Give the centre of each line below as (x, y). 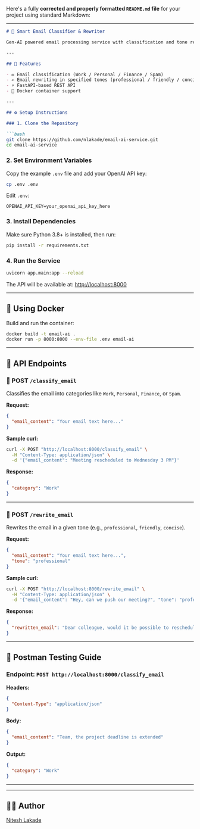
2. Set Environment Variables (49, 160)
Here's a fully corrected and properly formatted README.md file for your (93, 9)
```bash (16, 134)
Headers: (18, 687)
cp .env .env (22, 184)
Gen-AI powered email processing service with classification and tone (97, 42)
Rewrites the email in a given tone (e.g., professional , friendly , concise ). (96, 528)
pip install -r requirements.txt (48, 245)
